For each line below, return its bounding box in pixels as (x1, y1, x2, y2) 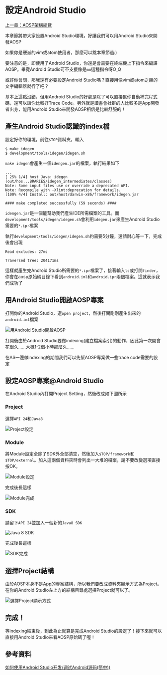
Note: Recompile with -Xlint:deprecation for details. (5, 188, 121, 193)
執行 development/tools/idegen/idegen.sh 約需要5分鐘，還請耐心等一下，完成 (5, 233, 162, 239)
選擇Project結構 (5, 567, 54, 575)
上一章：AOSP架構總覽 (5, 22, 52, 28)
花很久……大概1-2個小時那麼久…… (5, 344, 75, 350)
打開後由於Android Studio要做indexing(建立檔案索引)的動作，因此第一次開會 (5, 337, 161, 343)
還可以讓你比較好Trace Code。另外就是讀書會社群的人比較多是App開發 (13, 100, 160, 106)
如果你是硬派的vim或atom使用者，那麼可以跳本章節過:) (5, 49, 117, 55)
